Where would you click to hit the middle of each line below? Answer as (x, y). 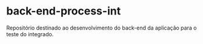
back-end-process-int (64, 11)
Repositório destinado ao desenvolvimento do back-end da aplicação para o (101, 28)
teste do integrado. (30, 34)
